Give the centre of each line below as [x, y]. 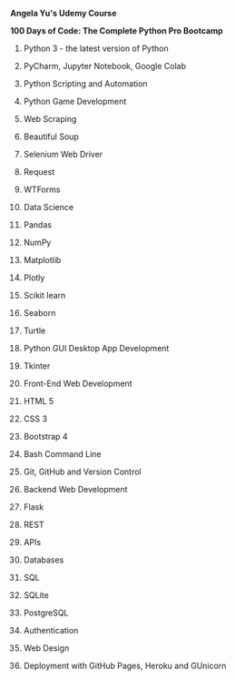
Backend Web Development [75, 489]
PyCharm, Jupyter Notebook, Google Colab [105, 66]
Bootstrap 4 [45, 436]
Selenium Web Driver [63, 154]
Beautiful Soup [51, 137]
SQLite [36, 595]
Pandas [38, 225]
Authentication [51, 630]
